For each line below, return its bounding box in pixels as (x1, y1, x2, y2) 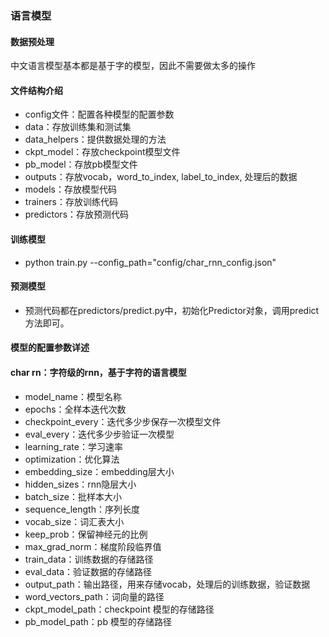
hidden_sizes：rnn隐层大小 (24, 478, 137, 490)
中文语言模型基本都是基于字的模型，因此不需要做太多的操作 (10, 60, 256, 72)
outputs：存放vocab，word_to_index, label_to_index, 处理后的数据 (24, 171, 298, 183)
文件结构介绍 (10, 84, 63, 96)
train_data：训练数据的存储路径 (24, 553, 154, 565)
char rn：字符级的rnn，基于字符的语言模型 (10, 366, 187, 378)
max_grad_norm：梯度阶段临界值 (24, 540, 162, 552)
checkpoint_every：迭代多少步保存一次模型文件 (24, 415, 222, 427)
